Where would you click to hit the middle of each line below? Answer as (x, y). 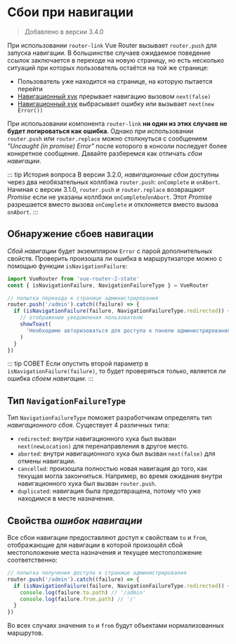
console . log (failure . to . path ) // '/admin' (83, 592)
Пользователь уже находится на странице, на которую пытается (115, 81)
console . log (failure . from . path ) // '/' (78, 599)
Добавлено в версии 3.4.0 (64, 32)
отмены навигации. (46, 461)
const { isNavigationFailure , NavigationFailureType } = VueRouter (108, 285)
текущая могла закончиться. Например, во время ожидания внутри (120, 476)
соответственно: (32, 560)
